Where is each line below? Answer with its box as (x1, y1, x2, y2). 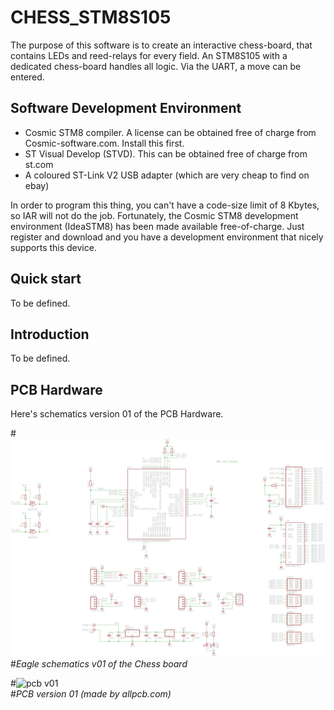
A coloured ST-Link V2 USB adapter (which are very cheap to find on (24, 169, 310, 181)
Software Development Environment (10, 100, 242, 117)
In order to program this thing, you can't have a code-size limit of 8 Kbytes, (10, 199, 320, 211)
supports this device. (10, 241, 97, 253)
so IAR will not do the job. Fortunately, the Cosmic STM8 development (10, 209, 299, 221)
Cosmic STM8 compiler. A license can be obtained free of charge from (24, 126, 317, 138)
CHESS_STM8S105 (10, 6, 172, 29)
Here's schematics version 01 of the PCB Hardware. (10, 408, 224, 420)
